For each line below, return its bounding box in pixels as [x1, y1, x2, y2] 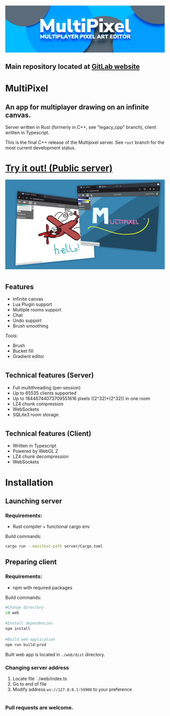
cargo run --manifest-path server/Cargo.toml [5, 544, 103, 549]
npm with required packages [12, 584, 72, 591]
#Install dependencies [5, 621, 53, 626]
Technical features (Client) [5, 429, 92, 438]
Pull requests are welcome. [5, 704, 73, 711]
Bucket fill [12, 348, 34, 354]
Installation [5, 477, 54, 488]
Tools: [5, 333, 18, 339]
